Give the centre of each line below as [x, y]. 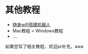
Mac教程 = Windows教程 [38, 30]
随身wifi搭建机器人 [31, 25]
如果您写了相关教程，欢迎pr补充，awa [44, 46]
